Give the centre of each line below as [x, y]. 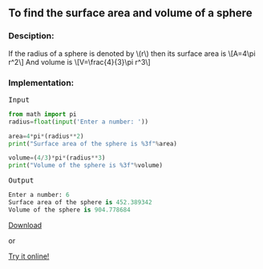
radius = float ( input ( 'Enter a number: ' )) [79, 122]
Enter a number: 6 [39, 195]
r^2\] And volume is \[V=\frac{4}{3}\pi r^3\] [79, 62]
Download [25, 225]
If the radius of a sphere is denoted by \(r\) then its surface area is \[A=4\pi [132, 53]
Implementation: [41, 82]
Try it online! [29, 256]
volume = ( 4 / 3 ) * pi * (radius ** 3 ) [57, 158]
